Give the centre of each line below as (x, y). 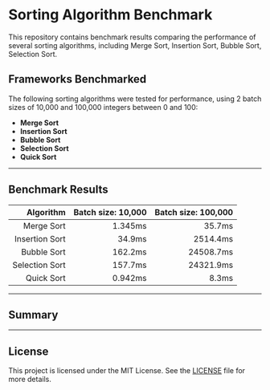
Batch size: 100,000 (194, 212)
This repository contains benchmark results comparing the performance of (132, 37)
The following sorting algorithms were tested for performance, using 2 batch (135, 99)
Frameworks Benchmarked (78, 79)
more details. (30, 380)
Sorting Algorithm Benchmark (110, 15)
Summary (33, 315)
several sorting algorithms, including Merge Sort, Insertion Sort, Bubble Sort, (135, 45)
